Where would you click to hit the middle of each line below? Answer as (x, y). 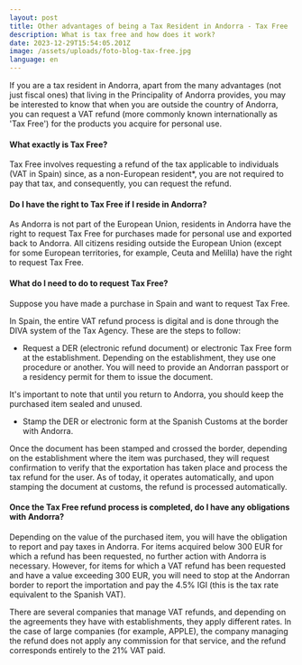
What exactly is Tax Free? (59, 144)
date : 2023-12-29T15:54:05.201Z (70, 43)
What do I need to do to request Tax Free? (89, 283)
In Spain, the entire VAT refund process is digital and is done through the (144, 320)
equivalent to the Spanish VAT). (68, 594)
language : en (34, 60)
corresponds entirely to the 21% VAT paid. (87, 650)
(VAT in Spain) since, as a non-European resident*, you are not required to (146, 174)
